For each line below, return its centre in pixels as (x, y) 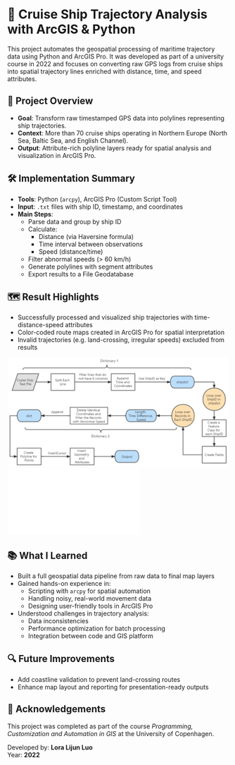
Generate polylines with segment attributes (90, 267)
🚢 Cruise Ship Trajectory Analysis (107, 14)
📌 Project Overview (50, 101)
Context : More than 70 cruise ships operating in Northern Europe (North (122, 133)
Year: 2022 (24, 754)
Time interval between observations (90, 244)
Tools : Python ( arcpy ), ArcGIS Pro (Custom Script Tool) (97, 199)
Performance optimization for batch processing (96, 628)
